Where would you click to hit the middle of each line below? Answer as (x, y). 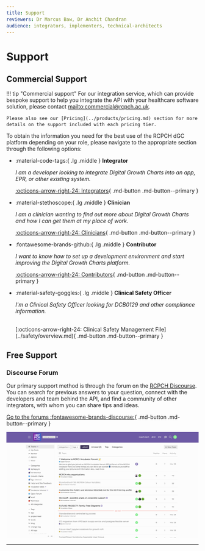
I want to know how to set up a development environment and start (100, 257)
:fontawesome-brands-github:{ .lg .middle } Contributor (86, 244)
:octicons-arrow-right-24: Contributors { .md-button (80, 275)
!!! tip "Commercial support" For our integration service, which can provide (100, 94)
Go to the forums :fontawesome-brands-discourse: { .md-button (86, 417)
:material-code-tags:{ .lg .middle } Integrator (71, 161)
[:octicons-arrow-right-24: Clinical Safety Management (85, 330)
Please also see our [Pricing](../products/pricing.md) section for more (102, 119)
